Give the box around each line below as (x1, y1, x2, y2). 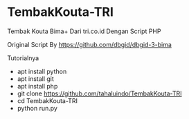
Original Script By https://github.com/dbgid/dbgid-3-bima (7, 40, 172, 48)
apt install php (17, 82, 58, 90)
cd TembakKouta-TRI (17, 96, 78, 104)
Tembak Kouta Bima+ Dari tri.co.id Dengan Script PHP (7, 27, 161, 35)
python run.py (17, 104, 57, 112)
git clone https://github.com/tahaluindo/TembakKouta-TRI (17, 89, 182, 98)
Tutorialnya (7, 53, 39, 62)
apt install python (17, 67, 67, 75)
